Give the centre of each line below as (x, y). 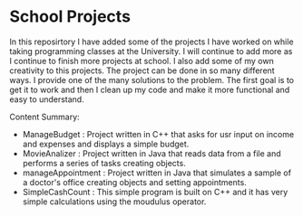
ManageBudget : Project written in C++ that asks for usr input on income (158, 134)
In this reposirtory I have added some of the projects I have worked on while (151, 42)
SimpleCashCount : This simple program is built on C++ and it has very (155, 192)
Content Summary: (44, 117)
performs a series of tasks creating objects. (104, 163)
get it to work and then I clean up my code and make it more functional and (150, 89)
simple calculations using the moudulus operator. (114, 202)
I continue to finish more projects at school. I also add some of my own (142, 61)
